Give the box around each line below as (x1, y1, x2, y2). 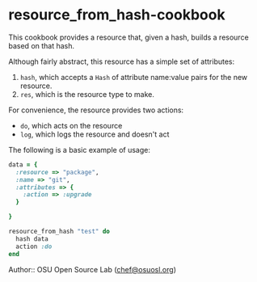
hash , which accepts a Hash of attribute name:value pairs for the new (19, 72, 248, 82)
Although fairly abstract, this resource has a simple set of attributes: (8, 57, 235, 66)
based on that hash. (8, 40, 75, 50)
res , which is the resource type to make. (19, 89, 155, 99)
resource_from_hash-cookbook (8, 6, 225, 24)
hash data (15, 234, 48, 243)
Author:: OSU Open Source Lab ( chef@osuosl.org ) (8, 264, 176, 274)
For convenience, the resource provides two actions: (8, 105, 184, 115)
